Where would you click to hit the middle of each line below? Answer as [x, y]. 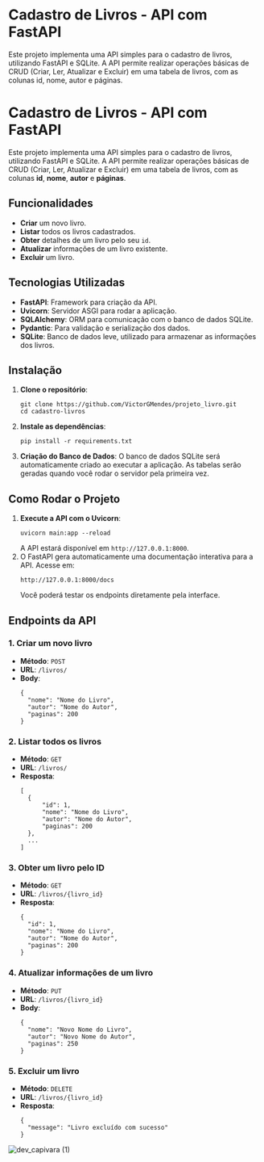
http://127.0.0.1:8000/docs [67, 580]
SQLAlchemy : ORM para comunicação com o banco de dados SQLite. [136, 319]
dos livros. [37, 345]
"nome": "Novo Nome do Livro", [80, 1030]
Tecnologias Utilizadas [67, 283]
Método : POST [43, 661]
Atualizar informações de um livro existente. [94, 249]
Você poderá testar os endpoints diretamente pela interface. [120, 595]
